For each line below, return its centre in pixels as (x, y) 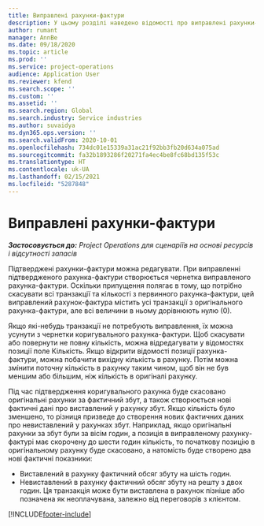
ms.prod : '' (27, 60)
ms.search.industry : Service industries (75, 118)
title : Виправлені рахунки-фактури (66, 15)
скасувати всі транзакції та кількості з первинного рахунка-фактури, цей (131, 293)
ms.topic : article (38, 52)
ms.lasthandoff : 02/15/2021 (54, 177)
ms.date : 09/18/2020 (42, 45)
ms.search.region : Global (50, 111)
